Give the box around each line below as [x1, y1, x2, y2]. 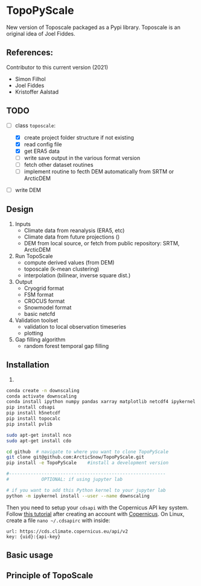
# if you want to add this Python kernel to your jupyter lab [6, 487, 166, 493]
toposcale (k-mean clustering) [24, 265, 100, 272]
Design [6, 204, 34, 214]
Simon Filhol [14, 75, 46, 82]
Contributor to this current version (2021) [6, 63, 109, 71]
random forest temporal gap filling [24, 342, 109, 349]
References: [6, 48, 53, 58]
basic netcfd [24, 310, 56, 317]
